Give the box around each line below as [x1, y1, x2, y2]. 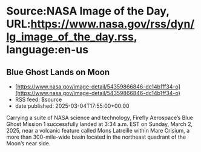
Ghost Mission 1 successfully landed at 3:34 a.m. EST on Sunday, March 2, [6, 121, 193, 128]
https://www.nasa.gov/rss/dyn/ [30, 17, 195, 31]
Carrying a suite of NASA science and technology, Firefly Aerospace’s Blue [6, 114, 194, 121]
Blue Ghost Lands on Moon [6, 67, 110, 77]
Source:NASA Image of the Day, [6, 4, 170, 18]
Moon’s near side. [6, 140, 51, 147]
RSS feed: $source [15, 96, 62, 103]
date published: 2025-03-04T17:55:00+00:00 [15, 102, 130, 110]
